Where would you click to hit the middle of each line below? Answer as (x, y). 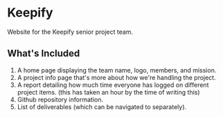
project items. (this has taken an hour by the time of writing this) (108, 92)
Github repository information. (60, 99)
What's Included (44, 53)
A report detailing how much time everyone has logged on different (113, 85)
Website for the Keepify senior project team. (70, 32)
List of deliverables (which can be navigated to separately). (102, 107)
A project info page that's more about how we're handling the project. (116, 77)
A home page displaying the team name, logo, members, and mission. (117, 70)
